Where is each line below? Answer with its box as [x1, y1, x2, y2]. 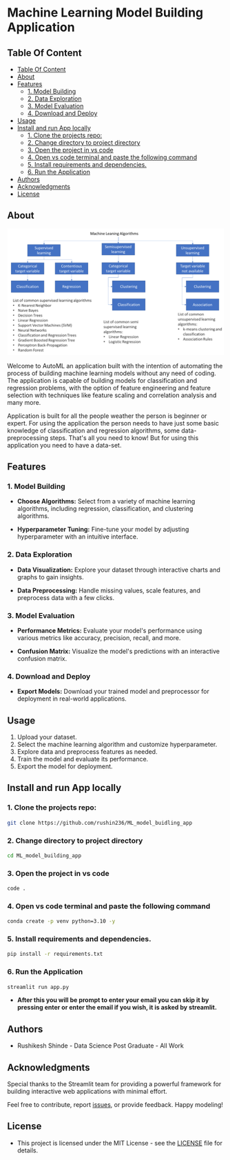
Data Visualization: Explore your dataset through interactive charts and [17, 566, 220, 574]
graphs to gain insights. [17, 572, 84, 581]
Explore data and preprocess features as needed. [17, 748, 158, 756]
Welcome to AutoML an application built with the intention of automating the [7, 361, 223, 370]
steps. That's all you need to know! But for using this [49, 433, 199, 442]
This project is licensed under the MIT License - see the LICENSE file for [17, 1139, 222, 1147]
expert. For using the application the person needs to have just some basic [7, 419, 219, 427]
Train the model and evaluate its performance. [17, 755, 149, 763]
